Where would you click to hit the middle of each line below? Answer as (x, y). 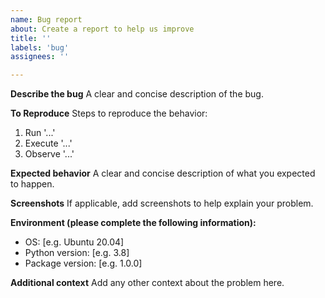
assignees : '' (40, 57)
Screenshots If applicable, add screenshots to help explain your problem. (162, 203)
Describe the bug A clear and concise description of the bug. (137, 94)
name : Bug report (46, 19)
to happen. (32, 184)
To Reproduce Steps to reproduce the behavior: (109, 113)
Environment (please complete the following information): (133, 223)
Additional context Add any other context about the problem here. (147, 283)
